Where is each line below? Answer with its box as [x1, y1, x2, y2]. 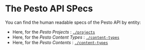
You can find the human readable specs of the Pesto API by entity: [5, 19, 141, 25]
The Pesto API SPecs [5, 3, 93, 14]
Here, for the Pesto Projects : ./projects [12, 29, 95, 35]
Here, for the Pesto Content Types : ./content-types [12, 34, 120, 40]
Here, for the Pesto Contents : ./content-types [12, 39, 108, 45]
